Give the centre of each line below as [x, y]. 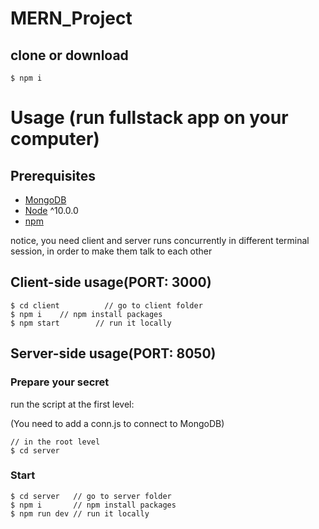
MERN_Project [71, 18]
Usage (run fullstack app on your [149, 118]
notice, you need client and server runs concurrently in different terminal [160, 240]
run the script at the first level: [72, 404]
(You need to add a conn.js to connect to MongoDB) [117, 423]
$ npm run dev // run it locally [80, 513]
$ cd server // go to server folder [91, 496]
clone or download [69, 55]
